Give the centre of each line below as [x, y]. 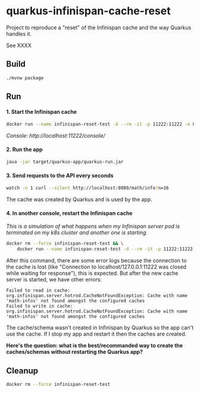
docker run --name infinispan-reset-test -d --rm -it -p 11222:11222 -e [98, 124]
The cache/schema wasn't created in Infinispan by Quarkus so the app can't [100, 328]
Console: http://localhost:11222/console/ [56, 136]
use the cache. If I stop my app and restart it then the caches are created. [96, 334]
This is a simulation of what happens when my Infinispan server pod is [93, 226]
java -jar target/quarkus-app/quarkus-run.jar [65, 162]
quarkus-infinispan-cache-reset [88, 11]
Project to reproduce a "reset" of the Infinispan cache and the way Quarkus [99, 27]
